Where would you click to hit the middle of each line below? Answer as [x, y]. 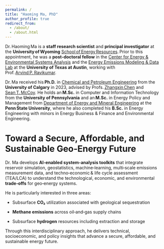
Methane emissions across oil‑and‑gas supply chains [67, 212]
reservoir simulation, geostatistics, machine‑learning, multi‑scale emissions [81, 167]
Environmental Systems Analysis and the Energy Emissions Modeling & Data [82, 62]
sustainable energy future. [32, 241]
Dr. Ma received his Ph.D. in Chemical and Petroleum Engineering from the [80, 82]
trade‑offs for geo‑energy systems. [41, 183]
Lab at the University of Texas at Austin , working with [60, 67]
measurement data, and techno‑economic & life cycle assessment [72, 173]
